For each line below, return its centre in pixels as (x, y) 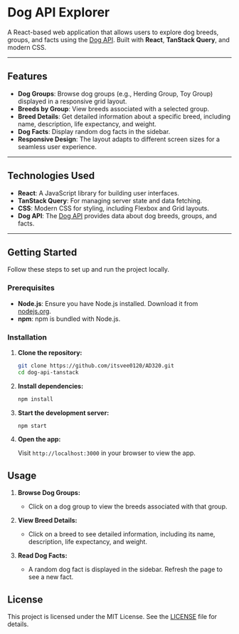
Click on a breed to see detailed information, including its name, (122, 534)
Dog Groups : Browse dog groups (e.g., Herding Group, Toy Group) (115, 93)
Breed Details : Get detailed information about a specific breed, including (124, 116)
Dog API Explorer (59, 12)
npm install (35, 399)
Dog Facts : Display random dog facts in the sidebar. (94, 131)
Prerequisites (31, 288)
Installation (27, 337)
